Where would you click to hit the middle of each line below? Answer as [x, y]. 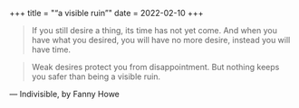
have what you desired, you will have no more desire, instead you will [161, 40]
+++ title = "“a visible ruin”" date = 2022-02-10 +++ [106, 13]
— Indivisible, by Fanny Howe [65, 94]
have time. [51, 49]
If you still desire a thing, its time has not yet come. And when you [154, 30]
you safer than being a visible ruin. [96, 76]
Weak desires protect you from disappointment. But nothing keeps [155, 67]
